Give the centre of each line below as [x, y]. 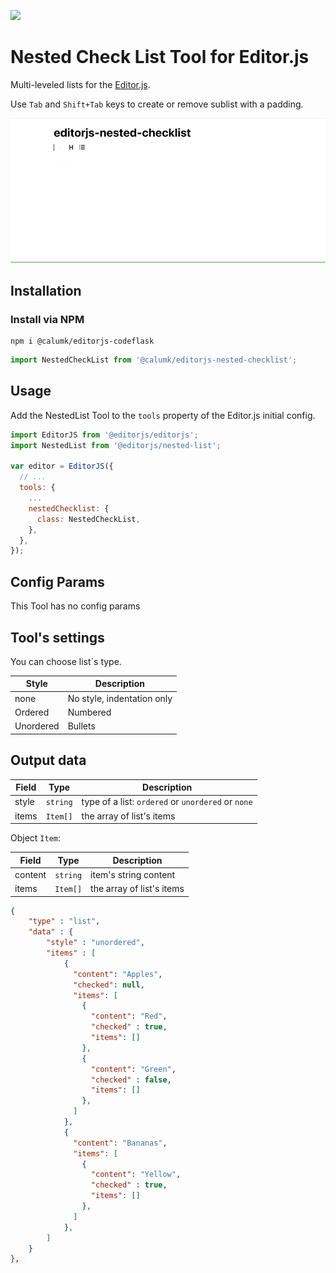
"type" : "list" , [64, 921]
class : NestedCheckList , [88, 519]
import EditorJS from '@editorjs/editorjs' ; [104, 435]
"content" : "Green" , [133, 1069]
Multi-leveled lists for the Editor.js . [80, 84]
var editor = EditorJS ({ [62, 466]
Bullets [81, 726]
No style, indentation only [120, 698]
